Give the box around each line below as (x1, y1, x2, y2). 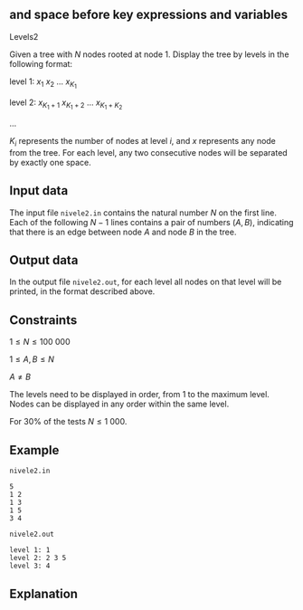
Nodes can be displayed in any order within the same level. (9, 398, 230, 410)
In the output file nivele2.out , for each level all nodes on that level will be (9, 276, 282, 288)
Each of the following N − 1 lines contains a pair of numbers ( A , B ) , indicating (9, 216, 294, 227)
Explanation (9, 586, 79, 601)
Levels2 (9, 31, 39, 42)
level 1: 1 (9, 546, 51, 555)
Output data (9, 253, 79, 268)
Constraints (9, 312, 78, 328)
